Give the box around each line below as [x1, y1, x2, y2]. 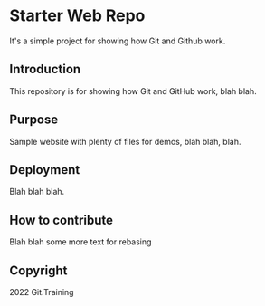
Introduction [9, 62, 81, 77]
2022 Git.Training [9, 287, 74, 297]
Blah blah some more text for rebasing [9, 236, 152, 247]
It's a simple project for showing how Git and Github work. [9, 35, 226, 46]
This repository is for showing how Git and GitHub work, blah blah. [9, 85, 257, 96]
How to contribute [9, 212, 114, 227]
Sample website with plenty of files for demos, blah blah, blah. [9, 136, 241, 147]
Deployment [9, 162, 80, 177]
